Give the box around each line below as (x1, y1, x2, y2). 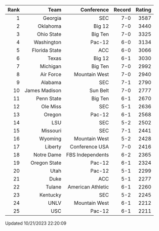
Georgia (42, 15, 62, 21)
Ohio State (37, 31, 62, 38)
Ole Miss (41, 103, 62, 110)
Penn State (36, 95, 62, 102)
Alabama (40, 79, 62, 86)
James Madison (24, 87, 62, 93)
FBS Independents (66, 151, 109, 158)
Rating (135, 6, 152, 13)
